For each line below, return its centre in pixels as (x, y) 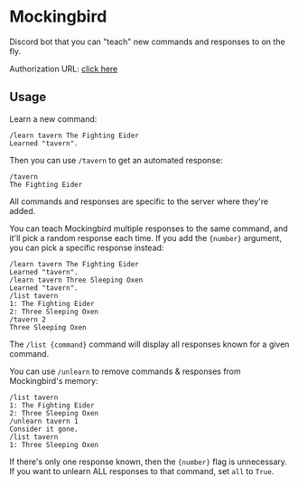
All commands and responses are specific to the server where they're (139, 201)
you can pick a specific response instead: (87, 247)
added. (23, 210)
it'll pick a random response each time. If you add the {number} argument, (146, 238)
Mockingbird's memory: (54, 380)
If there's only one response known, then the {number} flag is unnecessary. (148, 462)
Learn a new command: (53, 118)
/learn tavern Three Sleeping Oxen (76, 280)
